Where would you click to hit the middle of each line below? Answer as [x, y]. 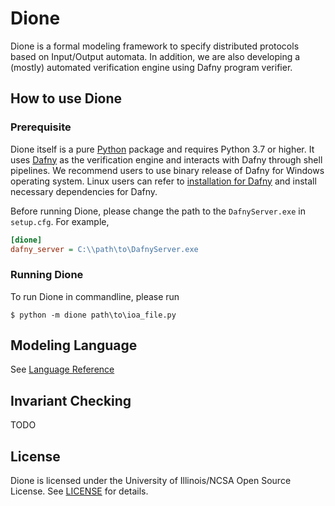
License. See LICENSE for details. [79, 491]
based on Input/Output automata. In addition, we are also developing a [155, 56]
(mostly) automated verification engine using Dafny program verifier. [151, 67]
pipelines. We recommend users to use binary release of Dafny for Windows [167, 170]
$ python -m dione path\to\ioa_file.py [93, 315]
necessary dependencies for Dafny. [84, 191]
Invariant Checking [71, 400]
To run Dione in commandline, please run [95, 296]
